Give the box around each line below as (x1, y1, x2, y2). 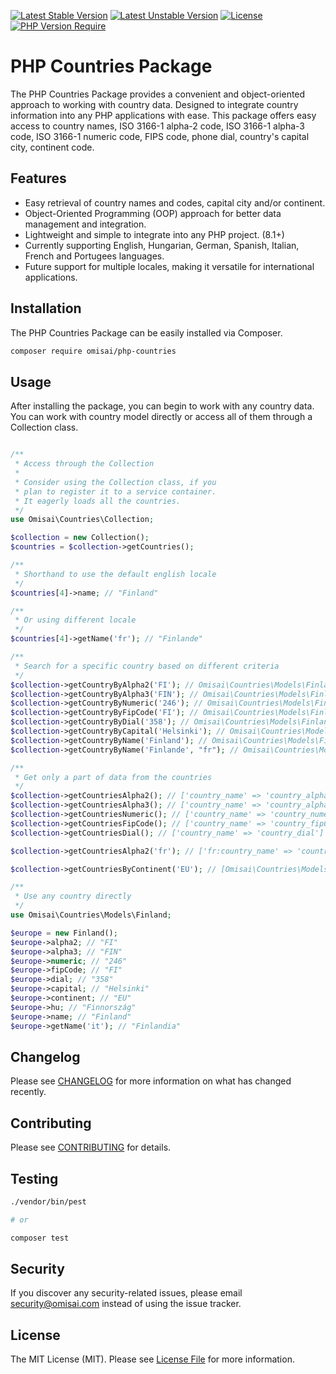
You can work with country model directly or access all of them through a (10, 411, 313, 423)
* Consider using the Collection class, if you (14, 477, 217, 487)
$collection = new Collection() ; (10, 533, 150, 543)
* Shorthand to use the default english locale (14, 569, 217, 579)
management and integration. (24, 218, 147, 230)
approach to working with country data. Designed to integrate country (10, 98, 299, 110)
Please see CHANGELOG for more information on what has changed (10, 1075, 292, 1087)
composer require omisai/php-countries (10, 346, 177, 356)
